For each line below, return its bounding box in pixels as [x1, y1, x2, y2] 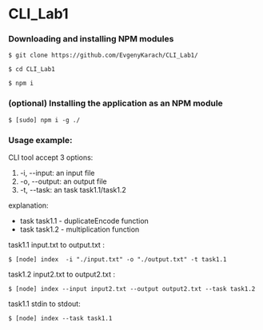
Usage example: [8, 134, 73, 145]
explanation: [8, 201, 50, 210]
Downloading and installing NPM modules [8, 34, 174, 45]
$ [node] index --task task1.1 [8, 315, 113, 323]
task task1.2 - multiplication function [19, 225, 140, 234]
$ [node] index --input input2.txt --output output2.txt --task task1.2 [8, 285, 256, 293]
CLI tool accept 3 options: [8, 153, 94, 162]
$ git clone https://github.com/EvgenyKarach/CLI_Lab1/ [8, 51, 198, 60]
